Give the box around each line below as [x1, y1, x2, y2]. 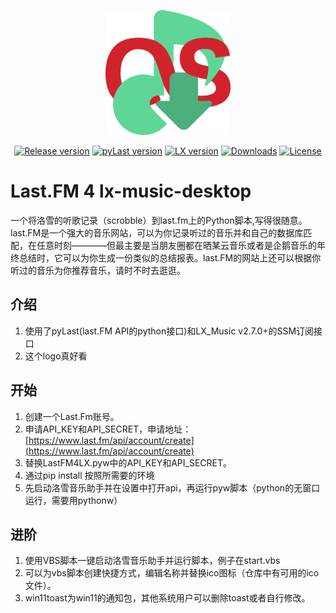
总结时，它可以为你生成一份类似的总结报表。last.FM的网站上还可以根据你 [18, 251, 322, 264]
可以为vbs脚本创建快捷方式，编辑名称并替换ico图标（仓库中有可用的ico [24, 567, 320, 579]
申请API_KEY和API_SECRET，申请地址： [24, 423, 192, 435]
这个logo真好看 [24, 350, 88, 362]
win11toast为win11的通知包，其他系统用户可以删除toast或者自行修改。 [24, 592, 311, 604]
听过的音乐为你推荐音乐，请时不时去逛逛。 [10, 264, 186, 276]
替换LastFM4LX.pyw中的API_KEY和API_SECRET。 [24, 456, 232, 469]
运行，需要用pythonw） [24, 494, 123, 506]
